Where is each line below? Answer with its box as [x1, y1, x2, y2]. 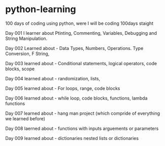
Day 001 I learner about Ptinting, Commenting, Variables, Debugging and [5, 30, 157, 36]
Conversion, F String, [5, 51, 50, 57]
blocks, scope [5, 66, 35, 72]
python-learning [5, 4, 76, 15]
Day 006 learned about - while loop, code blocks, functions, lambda [5, 95, 148, 101]
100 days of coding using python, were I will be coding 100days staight [5, 20, 154, 26]
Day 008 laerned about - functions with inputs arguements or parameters [5, 125, 159, 131]
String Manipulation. [5, 35, 48, 41]
